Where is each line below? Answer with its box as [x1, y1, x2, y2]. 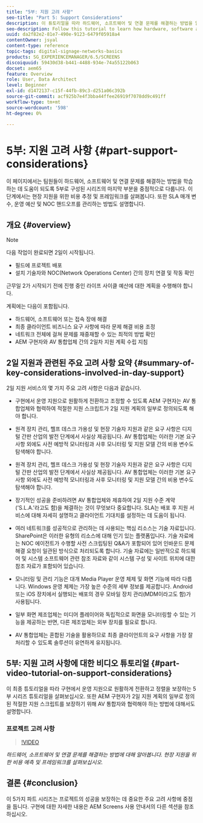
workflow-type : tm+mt [6, 99, 61, 105]
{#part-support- [94, 144, 178, 158]
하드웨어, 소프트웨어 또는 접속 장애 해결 [14, 316, 108, 323]
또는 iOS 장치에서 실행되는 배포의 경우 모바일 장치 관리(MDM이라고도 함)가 [14, 590, 192, 598]
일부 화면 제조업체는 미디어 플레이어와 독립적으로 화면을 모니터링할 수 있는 [14, 610, 190, 618]
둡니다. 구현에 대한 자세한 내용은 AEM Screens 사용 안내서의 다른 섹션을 [12, 802, 183, 810]
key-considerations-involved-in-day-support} [6, 367, 185, 378]
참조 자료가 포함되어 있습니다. [14, 562, 85, 570]
